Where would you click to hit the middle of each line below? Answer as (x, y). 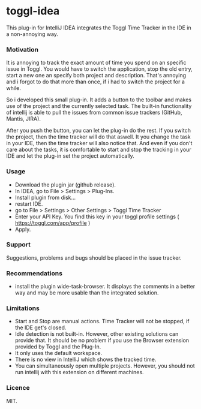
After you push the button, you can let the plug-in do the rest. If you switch (98, 131)
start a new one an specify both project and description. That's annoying (96, 76)
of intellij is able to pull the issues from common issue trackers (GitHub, (94, 113)
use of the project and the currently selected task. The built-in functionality (99, 106)
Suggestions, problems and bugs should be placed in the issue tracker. (94, 258)
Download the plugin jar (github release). (65, 185)
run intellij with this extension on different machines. (79, 372)
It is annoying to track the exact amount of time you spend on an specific (97, 63)
